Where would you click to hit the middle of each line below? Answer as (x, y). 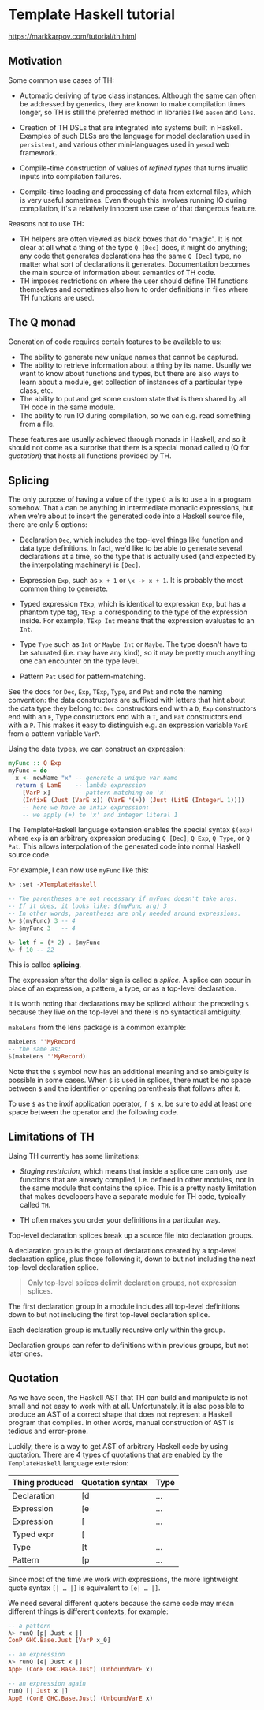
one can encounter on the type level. (79, 661)
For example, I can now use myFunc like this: (79, 870)
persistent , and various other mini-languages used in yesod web (125, 144)
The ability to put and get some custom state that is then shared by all (133, 398)
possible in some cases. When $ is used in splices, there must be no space (130, 1080)
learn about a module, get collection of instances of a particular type (131, 382)
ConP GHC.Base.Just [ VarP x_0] (59, 1641)
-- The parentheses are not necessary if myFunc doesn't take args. (123, 899)
